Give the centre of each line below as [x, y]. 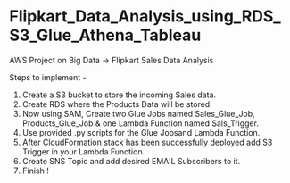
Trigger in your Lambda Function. [83, 151]
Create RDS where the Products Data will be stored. [117, 104]
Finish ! [35, 171]
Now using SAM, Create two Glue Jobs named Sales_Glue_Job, [139, 113]
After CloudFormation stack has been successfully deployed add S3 [147, 142]
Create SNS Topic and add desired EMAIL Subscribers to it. [131, 161]
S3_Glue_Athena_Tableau [105, 35]
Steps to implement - [48, 77]
